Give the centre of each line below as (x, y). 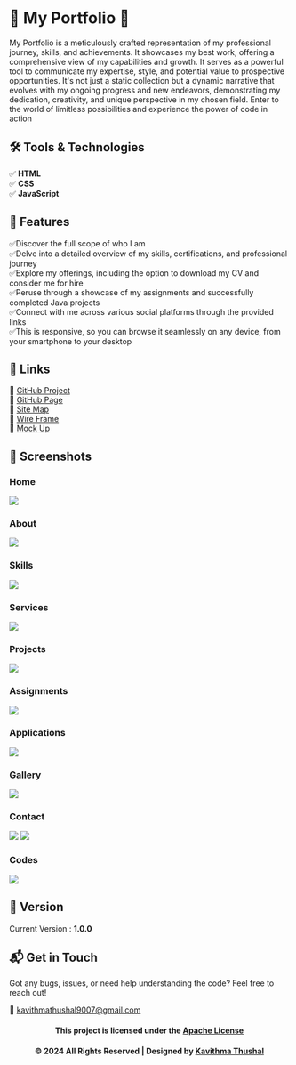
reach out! (28, 993)
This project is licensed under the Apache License (149, 1030)
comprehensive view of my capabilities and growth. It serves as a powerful (147, 61)
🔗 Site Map (29, 409)
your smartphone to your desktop (71, 341)
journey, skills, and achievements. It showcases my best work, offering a (142, 52)
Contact (27, 817)
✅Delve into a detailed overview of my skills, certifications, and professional (148, 254)
